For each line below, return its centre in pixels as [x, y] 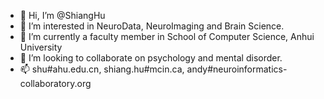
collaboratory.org [55, 83]
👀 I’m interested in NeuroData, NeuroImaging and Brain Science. [152, 26]
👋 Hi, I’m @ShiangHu [62, 15]
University [41, 47]
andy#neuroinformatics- [237, 69]
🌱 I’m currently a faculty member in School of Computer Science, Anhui [167, 36]
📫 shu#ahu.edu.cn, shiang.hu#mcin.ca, [102, 69]
